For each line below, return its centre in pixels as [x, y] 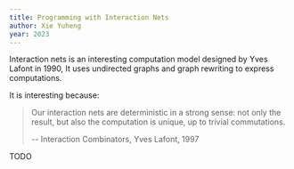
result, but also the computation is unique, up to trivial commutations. [158, 122]
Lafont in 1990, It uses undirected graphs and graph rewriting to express [142, 68]
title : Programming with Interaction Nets [89, 17]
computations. [36, 78]
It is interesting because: [54, 95]
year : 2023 [29, 34]
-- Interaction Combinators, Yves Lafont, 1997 [115, 140]
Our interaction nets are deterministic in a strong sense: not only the [156, 113]
